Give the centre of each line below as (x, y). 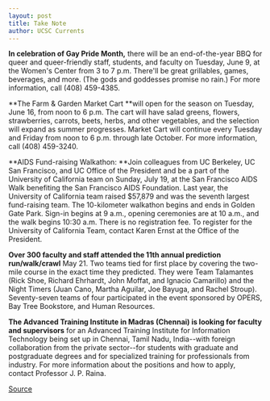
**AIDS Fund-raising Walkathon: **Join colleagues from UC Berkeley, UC (132, 162)
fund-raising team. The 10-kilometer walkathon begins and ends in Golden (132, 205)
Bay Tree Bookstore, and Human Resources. (82, 307)
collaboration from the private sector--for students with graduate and (123, 348)
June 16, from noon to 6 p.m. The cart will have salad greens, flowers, (124, 112)
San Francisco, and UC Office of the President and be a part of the (119, 171)
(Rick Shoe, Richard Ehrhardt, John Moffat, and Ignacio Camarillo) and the (131, 281)
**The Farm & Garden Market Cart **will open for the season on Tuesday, (131, 104)
